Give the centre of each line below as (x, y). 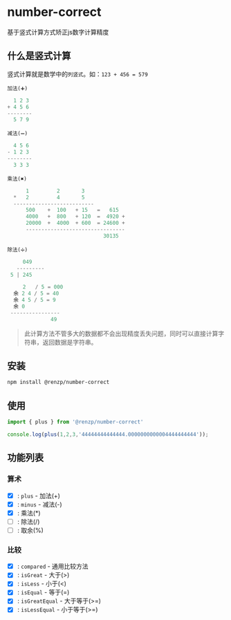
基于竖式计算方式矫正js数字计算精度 (58, 32)
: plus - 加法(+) (39, 495)
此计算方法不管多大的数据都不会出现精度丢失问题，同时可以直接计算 (121, 334)
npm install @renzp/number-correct (58, 382)
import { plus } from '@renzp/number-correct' (75, 422)
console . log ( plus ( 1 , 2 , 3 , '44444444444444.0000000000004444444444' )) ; (108, 435)
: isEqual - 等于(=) (43, 592)
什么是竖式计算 (39, 56)
